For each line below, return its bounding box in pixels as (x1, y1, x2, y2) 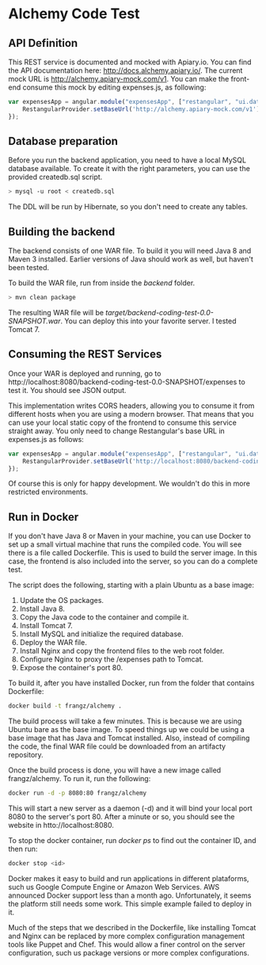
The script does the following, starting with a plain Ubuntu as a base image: (8, 580, 255, 590)
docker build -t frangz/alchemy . (8, 702, 123, 710)
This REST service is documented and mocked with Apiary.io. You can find (8, 57, 252, 67)
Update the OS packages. (19, 596, 104, 605)
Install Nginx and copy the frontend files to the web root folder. (19, 647, 225, 656)
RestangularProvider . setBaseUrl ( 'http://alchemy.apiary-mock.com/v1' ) (22, 105, 260, 113)
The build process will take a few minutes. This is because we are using (8, 716, 242, 726)
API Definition (8, 36, 78, 50)
